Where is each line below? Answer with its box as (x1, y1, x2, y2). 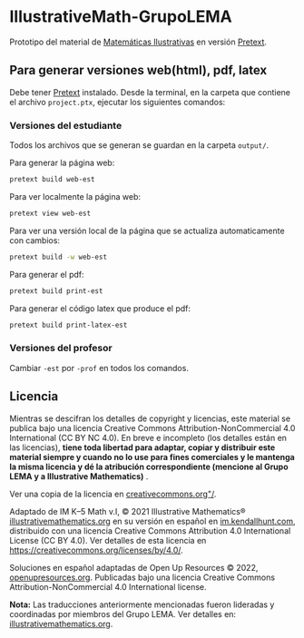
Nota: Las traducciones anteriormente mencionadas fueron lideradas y (9, 599, 275, 610)
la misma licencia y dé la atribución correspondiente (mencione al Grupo (9, 461, 289, 472)
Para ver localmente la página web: (9, 191, 142, 201)
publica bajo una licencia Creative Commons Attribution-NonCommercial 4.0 (9, 422, 296, 433)
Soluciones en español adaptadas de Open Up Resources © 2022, (9, 562, 259, 573)
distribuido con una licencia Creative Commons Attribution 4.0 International (9, 525, 291, 536)
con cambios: (9, 234, 61, 246)
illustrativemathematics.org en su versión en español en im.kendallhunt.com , (9, 515, 297, 526)
